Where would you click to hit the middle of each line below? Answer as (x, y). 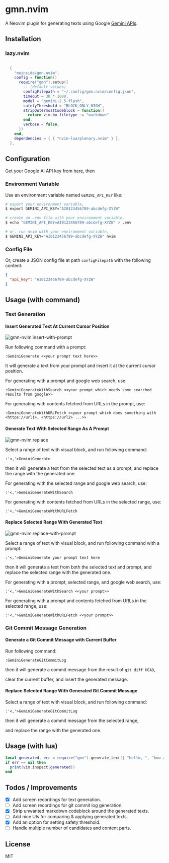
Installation (23, 39)
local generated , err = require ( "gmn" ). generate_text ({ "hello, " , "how (83, 758)
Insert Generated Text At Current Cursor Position (57, 326)
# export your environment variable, (45, 204)
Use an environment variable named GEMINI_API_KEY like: (64, 195)
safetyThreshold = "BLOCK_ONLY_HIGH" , (64, 106)
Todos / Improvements (41, 787)
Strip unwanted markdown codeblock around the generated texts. (81, 811)
